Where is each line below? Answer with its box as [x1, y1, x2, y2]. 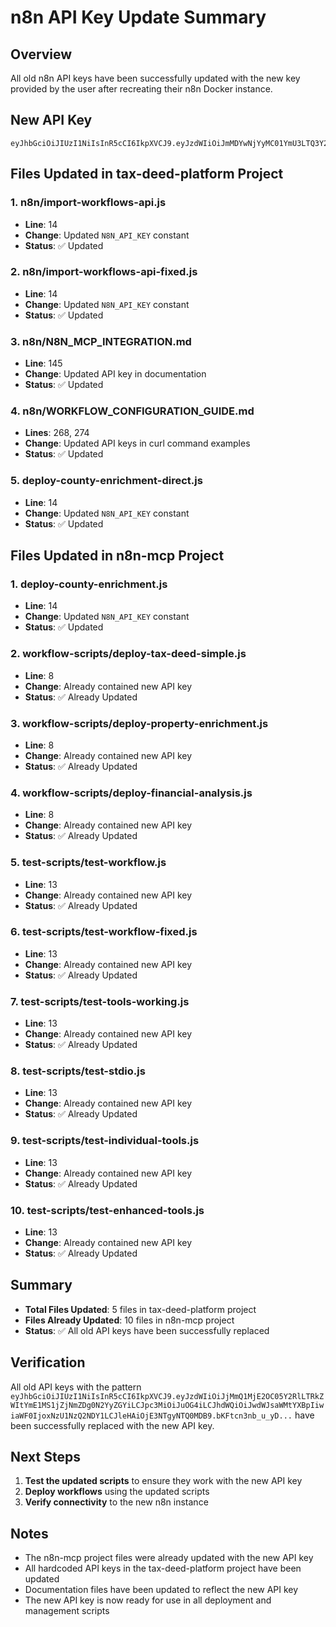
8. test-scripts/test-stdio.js [10, 1064, 146, 1078]
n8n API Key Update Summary [10, 6, 267, 29]
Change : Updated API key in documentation [24, 368, 207, 380]
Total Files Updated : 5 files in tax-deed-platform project [24, 1303, 257, 1315]
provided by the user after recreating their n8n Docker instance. [10, 83, 273, 95]
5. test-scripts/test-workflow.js [10, 856, 167, 870]
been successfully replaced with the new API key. [10, 1419, 215, 1431]
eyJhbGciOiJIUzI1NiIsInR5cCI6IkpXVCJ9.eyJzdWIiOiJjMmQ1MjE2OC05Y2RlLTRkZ [10, 1391, 325, 1401]
